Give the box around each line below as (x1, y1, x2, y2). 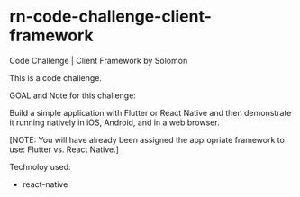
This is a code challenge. (9, 72, 102, 83)
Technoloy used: (9, 161, 71, 172)
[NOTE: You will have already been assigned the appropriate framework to (9, 134, 286, 145)
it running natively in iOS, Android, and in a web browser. (9, 117, 220, 128)
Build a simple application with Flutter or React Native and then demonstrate (9, 107, 292, 118)
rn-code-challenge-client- (9, 6, 212, 27)
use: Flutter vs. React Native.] (9, 144, 120, 155)
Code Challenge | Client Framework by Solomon (9, 55, 188, 66)
